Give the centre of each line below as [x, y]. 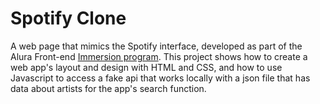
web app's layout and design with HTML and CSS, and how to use [146, 67]
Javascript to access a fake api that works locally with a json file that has [160, 78]
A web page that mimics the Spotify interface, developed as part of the [156, 46]
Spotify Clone [68, 18]
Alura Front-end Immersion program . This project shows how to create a [159, 56]
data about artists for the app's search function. [108, 88]
